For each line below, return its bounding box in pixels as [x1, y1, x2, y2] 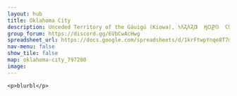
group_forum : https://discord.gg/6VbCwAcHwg [7, 30, 140, 37]
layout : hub [7, 10, 42, 18]
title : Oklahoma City [7, 17, 71, 24]
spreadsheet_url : [7, 37, 59, 44]
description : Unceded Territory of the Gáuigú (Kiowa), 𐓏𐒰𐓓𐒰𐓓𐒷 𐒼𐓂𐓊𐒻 [7, 23, 219, 30]
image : [7, 63, 27, 70]
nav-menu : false [7, 43, 55, 50]
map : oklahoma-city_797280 [7, 56, 87, 64]
